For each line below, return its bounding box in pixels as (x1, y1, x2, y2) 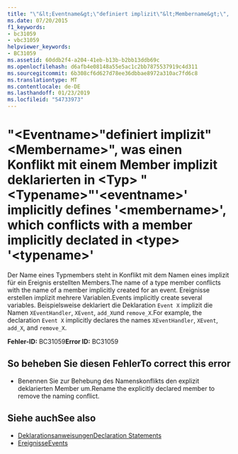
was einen (120, 142, 183, 158)
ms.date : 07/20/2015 (7, 17, 69, 24)
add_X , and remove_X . (7, 323, 67, 332)
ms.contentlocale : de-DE (7, 83, 81, 90)
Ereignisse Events (17, 438, 69, 447)
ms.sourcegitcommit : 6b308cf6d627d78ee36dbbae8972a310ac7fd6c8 (7, 70, 198, 77)
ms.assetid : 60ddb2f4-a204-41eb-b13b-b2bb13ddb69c (7, 57, 160, 64)
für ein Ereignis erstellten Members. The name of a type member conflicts (7, 278, 221, 287)
